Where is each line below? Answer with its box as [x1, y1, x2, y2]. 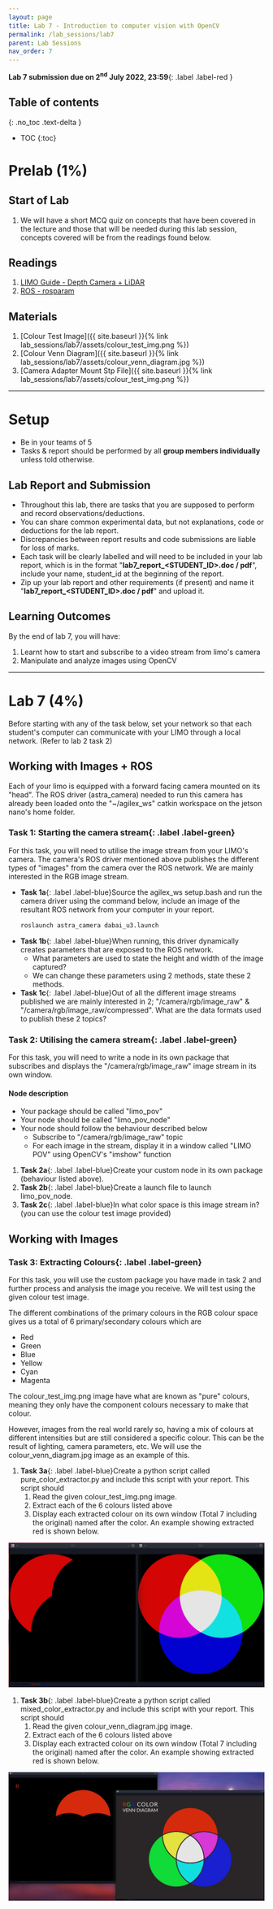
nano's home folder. [8, 807, 76, 817]
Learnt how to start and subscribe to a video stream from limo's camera [19, 647, 261, 657]
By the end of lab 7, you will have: [8, 631, 120, 641]
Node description [8, 1088, 69, 1098]
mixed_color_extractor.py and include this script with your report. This [19, 1703, 254, 1714]
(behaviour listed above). [19, 1174, 104, 1184]
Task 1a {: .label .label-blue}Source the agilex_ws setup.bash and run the [19, 887, 262, 897]
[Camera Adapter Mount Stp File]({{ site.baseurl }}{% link [19, 366, 213, 375]
